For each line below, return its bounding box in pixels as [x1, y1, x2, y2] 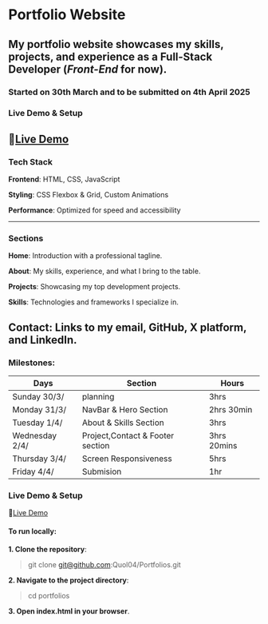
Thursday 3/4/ [12, 453, 66, 464]
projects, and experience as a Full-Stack [8, 50, 213, 63]
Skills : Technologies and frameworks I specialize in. [8, 297, 179, 307]
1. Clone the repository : [8, 544, 87, 554]
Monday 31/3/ [12, 404, 66, 415]
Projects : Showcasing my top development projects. [8, 282, 181, 292]
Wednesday [12, 430, 57, 441]
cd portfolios [27, 590, 70, 600]
